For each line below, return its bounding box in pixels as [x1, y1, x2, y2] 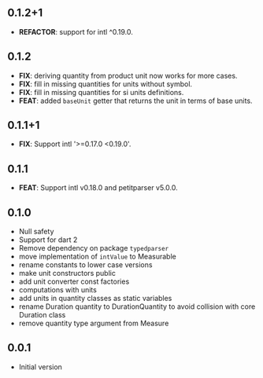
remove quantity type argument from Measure [18, 318, 169, 328]
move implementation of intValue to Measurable [18, 251, 176, 262]
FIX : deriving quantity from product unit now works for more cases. [18, 71, 238, 80]
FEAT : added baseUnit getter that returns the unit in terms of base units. [18, 96, 253, 105]
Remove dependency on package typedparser [18, 244, 169, 253]
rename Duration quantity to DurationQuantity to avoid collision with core [18, 302, 256, 311]
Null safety [18, 227, 54, 237]
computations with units [18, 285, 98, 295]
